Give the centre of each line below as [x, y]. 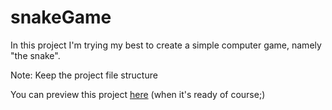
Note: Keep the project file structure [84, 75]
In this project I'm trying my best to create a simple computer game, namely [166, 45]
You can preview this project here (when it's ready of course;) [138, 94]
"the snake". [35, 55]
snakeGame [61, 17]
